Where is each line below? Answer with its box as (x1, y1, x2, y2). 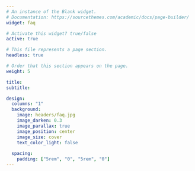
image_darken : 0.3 (17, 118, 62, 123)
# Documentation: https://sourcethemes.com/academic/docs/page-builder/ (6, 14, 190, 20)
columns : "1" (11, 101, 44, 107)
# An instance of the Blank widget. (6, 8, 97, 15)
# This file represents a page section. (6, 47, 108, 53)
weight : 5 (6, 68, 31, 74)
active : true (6, 36, 39, 42)
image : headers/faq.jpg (17, 112, 76, 118)
